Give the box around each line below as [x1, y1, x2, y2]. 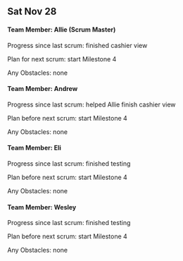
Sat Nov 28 [7, 6, 57, 18]
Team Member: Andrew [7, 85, 78, 93]
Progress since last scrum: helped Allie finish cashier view [7, 100, 176, 109]
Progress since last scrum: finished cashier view [7, 41, 148, 49]
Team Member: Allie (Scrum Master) [7, 25, 116, 34]
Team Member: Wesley [7, 202, 77, 211]
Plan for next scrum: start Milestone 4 [7, 54, 117, 63]
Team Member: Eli [7, 144, 62, 152]
